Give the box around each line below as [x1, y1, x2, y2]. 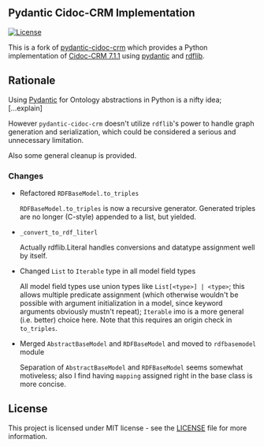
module [19, 347, 45, 356]
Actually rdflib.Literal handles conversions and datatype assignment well [19, 242, 255, 252]
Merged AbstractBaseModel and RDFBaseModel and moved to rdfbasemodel [19, 339, 257, 348]
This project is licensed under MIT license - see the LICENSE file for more [8, 423, 247, 433]
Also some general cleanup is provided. [8, 150, 137, 160]
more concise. [19, 379, 67, 389]
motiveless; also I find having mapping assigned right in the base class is [19, 370, 253, 380]
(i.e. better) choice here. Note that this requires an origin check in [19, 315, 232, 325]
